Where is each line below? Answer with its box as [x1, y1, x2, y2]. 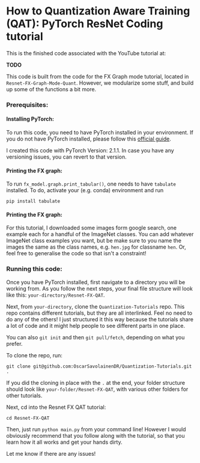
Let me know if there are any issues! [6, 450, 96, 457]
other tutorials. [6, 392, 43, 399]
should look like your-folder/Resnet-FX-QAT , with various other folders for [6, 386, 189, 393]
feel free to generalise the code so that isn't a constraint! [6, 250, 147, 257]
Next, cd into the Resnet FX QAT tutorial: [6, 404, 106, 411]
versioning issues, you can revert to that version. [6, 153, 127, 160]
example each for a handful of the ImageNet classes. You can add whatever [6, 231, 194, 238]
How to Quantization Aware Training [6, 4, 190, 18]
